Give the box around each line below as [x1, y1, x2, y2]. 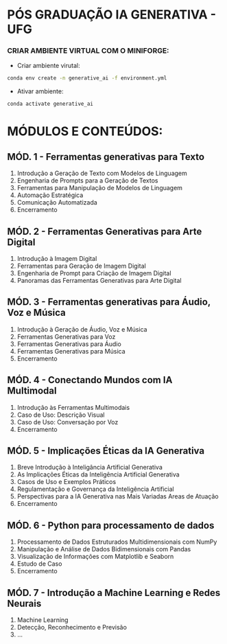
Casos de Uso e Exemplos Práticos [16, 478, 117, 486]
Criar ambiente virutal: [16, 62, 80, 70]
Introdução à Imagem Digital [16, 255, 97, 263]
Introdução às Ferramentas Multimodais [16, 403, 130, 411]
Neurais [7, 597, 42, 609]
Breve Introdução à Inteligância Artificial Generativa [16, 463, 163, 472]
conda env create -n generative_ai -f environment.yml [7, 75, 167, 82]
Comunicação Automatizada [16, 198, 97, 207]
